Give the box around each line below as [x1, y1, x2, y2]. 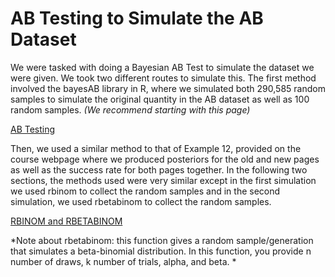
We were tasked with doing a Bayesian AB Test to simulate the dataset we [10, 61, 315, 73]
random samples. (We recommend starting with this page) [10, 103, 251, 116]
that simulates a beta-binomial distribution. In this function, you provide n [10, 245, 312, 257]
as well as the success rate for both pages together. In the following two [10, 163, 308, 176]
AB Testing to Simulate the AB [10, 7, 264, 30]
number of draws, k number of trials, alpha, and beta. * [10, 255, 237, 267]
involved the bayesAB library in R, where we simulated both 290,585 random [10, 82, 326, 94]
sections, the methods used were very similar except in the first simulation [10, 174, 317, 186]
